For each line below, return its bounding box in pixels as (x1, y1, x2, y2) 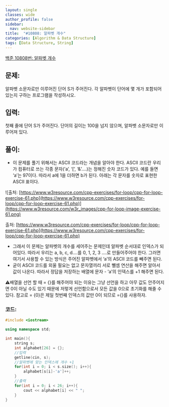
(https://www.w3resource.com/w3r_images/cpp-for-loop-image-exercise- (5, 206, 161, 212)
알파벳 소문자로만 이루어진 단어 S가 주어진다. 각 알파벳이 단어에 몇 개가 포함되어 (5, 86, 162, 92)
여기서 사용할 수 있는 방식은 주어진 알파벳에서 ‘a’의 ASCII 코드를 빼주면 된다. (12, 256, 162, 262)
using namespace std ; (5, 327, 51, 332)
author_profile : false (5, 17, 53, 22)
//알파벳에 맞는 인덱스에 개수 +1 (14, 359, 74, 365)
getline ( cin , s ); (14, 355, 51, 360)
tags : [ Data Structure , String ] (5, 41, 73, 46)
